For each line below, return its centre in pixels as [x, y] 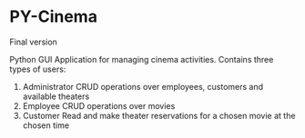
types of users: [38, 69]
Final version [33, 42]
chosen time [46, 125]
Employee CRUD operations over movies [99, 105]
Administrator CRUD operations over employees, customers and [143, 86]
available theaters [56, 96]
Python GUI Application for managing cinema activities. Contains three [142, 59]
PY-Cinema [54, 17]
